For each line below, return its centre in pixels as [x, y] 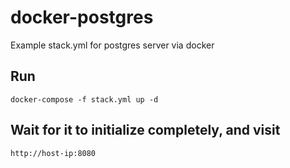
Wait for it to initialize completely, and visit [145, 130]
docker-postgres [82, 17]
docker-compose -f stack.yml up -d [84, 99]
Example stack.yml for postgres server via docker [112, 45]
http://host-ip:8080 [53, 153]
